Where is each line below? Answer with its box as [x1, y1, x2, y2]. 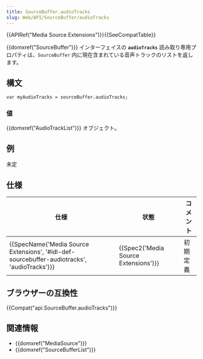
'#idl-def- [45, 248, 76, 256]
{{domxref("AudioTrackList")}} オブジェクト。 [6, 124, 120, 132]
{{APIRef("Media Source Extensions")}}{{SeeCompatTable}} [6, 31, 156, 38]
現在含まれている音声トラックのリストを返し [82, 51, 193, 58]
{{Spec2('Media [118, 244, 164, 252]
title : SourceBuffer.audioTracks [6, 8, 91, 15]
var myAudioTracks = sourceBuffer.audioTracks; [6, 94, 129, 100]
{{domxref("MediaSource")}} [14, 339, 88, 347]
